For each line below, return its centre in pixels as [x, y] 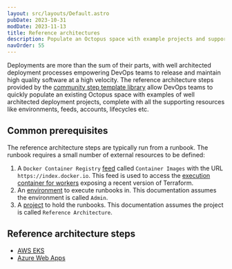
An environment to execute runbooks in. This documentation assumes [117, 190]
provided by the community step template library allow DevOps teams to [110, 87]
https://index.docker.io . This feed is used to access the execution [114, 175]
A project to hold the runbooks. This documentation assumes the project [120, 205]
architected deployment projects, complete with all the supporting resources [116, 102]
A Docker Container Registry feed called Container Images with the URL [120, 168]
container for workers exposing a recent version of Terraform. [105, 183]
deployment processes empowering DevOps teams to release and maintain [114, 72]
